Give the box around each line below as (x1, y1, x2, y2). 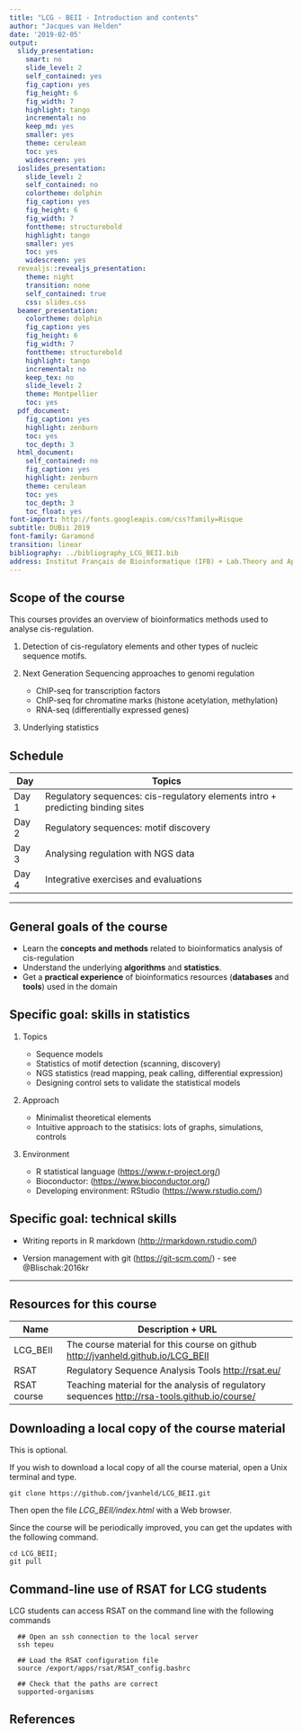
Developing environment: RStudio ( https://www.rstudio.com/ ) (35, 1185, 263, 1196)
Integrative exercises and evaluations (44, 874, 202, 886)
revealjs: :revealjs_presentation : (17, 265, 147, 274)
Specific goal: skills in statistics (9, 1007, 191, 1022)
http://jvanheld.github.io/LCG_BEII (66, 1350, 209, 1362)
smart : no (25, 55, 63, 64)
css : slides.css (25, 298, 87, 307)
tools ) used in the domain (22, 981, 119, 992)
